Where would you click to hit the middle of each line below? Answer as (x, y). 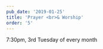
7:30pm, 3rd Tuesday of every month (52, 40)
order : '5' (20, 23)
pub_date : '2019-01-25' (36, 12)
